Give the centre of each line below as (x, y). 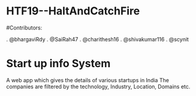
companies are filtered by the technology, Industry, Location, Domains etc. (98, 86)
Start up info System (58, 64)
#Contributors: (24, 28)
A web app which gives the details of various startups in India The (88, 80)
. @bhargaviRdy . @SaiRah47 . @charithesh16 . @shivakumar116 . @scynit (97, 39)
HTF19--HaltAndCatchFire (73, 11)
